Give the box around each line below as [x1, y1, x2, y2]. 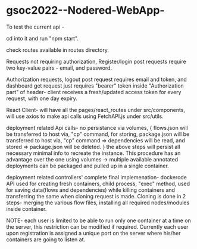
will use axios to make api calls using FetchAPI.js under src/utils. [6, 113, 164, 120]
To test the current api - [6, 23, 64, 30]
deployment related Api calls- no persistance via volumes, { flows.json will [6, 124, 189, 131]
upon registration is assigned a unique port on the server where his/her [6, 229, 181, 236]
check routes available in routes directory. [6, 46, 109, 54]
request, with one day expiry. [6, 95, 77, 102]
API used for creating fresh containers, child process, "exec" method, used [6, 180, 190, 187]
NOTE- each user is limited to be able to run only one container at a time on [6, 217, 192, 224]
